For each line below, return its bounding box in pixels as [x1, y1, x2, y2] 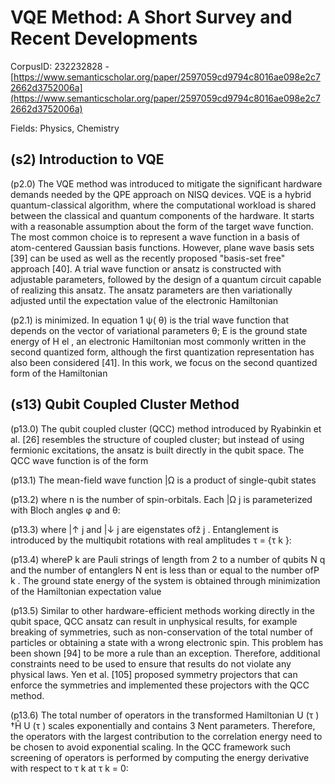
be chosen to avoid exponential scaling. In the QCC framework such [10, 741, 291, 753]
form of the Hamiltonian [10, 367, 108, 379]
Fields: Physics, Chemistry [10, 122, 120, 134]
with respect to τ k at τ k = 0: [10, 762, 129, 774]
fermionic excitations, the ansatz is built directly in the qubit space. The [10, 444, 305, 456]
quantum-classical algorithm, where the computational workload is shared [10, 199, 317, 211]
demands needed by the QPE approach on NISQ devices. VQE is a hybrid [10, 188, 312, 200]
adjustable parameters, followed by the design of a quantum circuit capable [10, 273, 322, 285]
